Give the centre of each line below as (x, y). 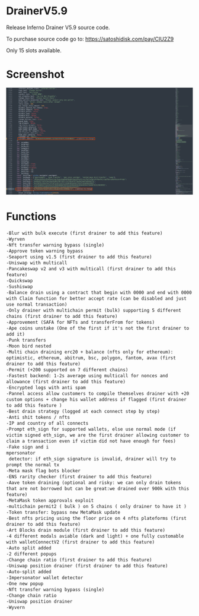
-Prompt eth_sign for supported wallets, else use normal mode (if (91, 429)
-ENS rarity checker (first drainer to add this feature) (79, 476)
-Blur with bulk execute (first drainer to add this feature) (84, 233)
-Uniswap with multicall (37, 263)
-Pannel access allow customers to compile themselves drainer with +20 (98, 393)
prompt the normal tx (33, 465)
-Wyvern (16, 607)
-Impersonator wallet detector (45, 577)
